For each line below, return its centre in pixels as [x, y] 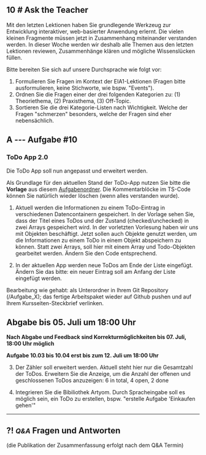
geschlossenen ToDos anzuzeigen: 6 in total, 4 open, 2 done [92, 381]
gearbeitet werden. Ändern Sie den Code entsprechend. [86, 253]
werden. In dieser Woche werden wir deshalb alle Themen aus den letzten [100, 44]
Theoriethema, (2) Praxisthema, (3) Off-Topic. [73, 101]
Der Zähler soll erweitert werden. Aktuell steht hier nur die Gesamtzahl [104, 367]
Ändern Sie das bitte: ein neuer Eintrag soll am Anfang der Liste [95, 271]
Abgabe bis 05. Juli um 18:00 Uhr [71, 322]
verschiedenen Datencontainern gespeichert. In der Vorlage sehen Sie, [105, 214]
